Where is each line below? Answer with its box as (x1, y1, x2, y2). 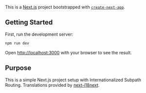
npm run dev (5, 41, 29, 46)
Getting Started (5, 18, 53, 26)
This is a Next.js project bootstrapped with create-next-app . (5, 4, 126, 10)
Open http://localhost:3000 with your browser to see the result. (5, 49, 132, 55)
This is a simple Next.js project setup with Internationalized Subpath (5, 77, 141, 83)
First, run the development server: (5, 31, 73, 37)
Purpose (5, 64, 32, 72)
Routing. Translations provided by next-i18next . (5, 82, 100, 88)
